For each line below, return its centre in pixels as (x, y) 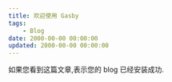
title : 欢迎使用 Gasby (44, 16)
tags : (17, 23)
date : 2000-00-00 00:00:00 (53, 38)
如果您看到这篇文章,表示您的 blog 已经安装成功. (86, 70)
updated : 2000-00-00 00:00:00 (59, 46)
